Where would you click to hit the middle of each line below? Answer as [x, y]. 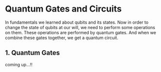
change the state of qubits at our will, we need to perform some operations [80, 27]
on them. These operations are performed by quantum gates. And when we [81, 32]
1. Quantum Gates [32, 53]
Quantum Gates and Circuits [63, 9]
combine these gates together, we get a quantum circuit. [62, 38]
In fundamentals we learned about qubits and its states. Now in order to [77, 22]
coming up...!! [19, 64]
